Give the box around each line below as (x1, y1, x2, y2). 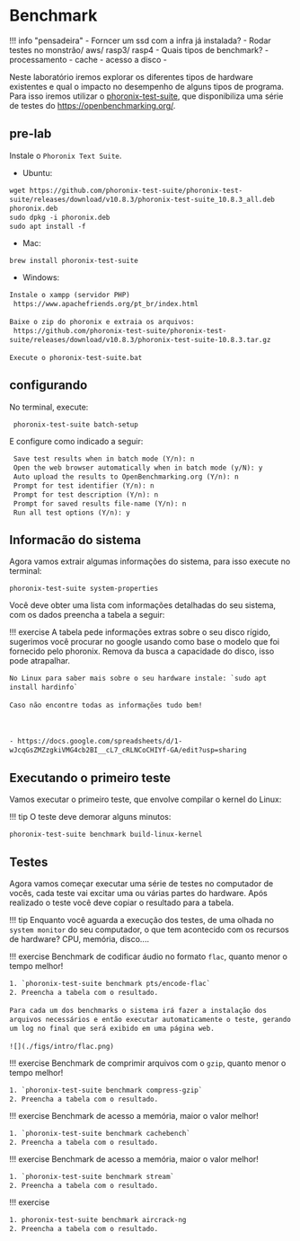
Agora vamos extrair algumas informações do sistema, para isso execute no (9, 556, 291, 567)
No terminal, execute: (9, 401, 89, 412)
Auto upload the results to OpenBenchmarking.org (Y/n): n (13, 472, 240, 481)
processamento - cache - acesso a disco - (9, 54, 168, 65)
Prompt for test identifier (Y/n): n (13, 481, 154, 490)
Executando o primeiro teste (9, 770, 172, 786)
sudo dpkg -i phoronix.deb (9, 213, 110, 222)
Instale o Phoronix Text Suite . (9, 150, 122, 161)
